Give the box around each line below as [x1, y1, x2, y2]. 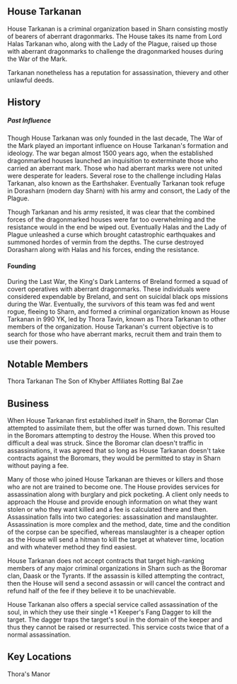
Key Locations [7, 651, 72, 663]
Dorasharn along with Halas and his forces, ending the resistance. [7, 246, 200, 254]
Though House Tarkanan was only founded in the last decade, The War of [7, 134, 223, 142]
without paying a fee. [7, 462, 69, 469]
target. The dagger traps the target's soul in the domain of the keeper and [7, 615, 223, 624]
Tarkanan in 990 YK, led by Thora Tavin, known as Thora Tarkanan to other [7, 315, 226, 324]
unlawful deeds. [7, 76, 54, 84]
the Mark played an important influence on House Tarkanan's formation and [7, 142, 229, 150]
